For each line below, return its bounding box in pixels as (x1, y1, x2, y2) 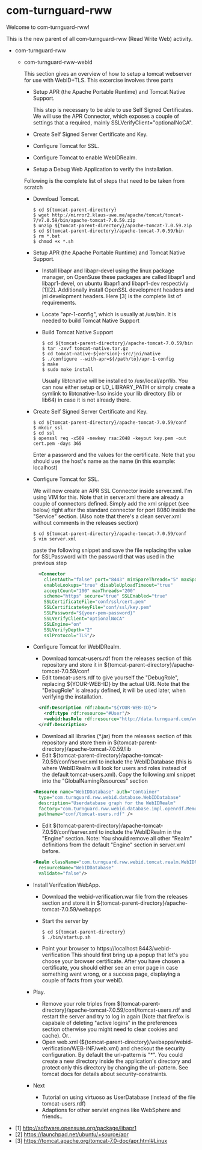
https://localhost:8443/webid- (96, 944, 172, 952)
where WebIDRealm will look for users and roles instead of (41, 764, 187, 771)
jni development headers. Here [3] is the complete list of (41, 292, 182, 299)
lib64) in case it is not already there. (41, 396, 131, 403)
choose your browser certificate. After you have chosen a (41, 957, 185, 965)
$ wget (32, 212, 50, 218)
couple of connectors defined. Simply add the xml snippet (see (32, 500, 189, 507)
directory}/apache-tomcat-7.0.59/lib (41, 745, 131, 752)
